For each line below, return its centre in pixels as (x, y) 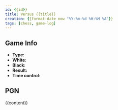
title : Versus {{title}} (30, 14)
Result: (20, 70)
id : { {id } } (16, 10)
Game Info (21, 43)
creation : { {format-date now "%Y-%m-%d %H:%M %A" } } (59, 19)
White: (19, 60)
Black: (19, 65)
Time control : (26, 76)
